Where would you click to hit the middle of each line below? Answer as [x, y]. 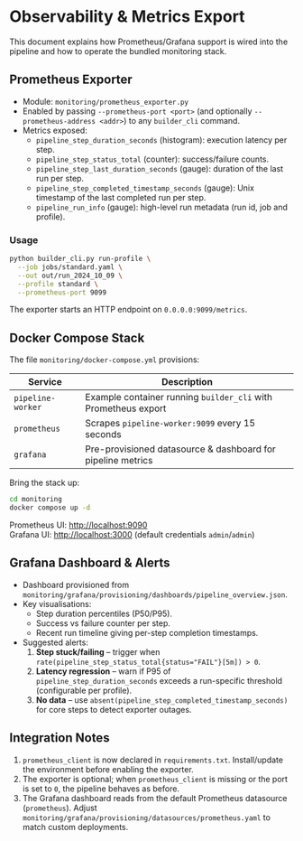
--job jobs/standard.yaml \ [70, 267]
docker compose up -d [50, 508]
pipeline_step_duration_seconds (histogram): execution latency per [161, 140]
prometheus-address [59, 121]
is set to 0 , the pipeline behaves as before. [101, 789]
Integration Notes [60, 738]
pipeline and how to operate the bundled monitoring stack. [118, 51]
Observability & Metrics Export [127, 17]
